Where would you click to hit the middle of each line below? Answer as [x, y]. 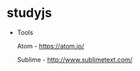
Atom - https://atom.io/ [50, 46]
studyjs [29, 13]
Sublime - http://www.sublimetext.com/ [75, 59]
